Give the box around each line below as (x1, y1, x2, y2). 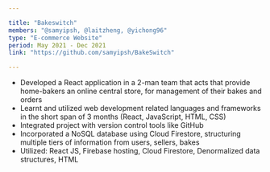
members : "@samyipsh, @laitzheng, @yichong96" (8, 26, 168, 35)
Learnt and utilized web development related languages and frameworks (19, 104, 261, 113)
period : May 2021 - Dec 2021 (8, 41, 106, 49)
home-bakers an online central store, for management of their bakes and (19, 86, 262, 96)
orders (19, 95, 43, 104)
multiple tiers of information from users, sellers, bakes (19, 137, 200, 147)
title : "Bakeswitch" (8, 18, 78, 27)
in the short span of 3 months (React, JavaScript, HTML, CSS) (19, 112, 226, 121)
